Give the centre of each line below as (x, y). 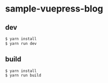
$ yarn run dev (21, 43)
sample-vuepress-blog (54, 9)
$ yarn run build (23, 75)
